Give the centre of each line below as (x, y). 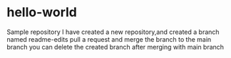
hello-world (42, 12)
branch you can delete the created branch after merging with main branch (115, 47)
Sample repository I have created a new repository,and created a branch (113, 32)
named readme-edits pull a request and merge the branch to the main (109, 39)
